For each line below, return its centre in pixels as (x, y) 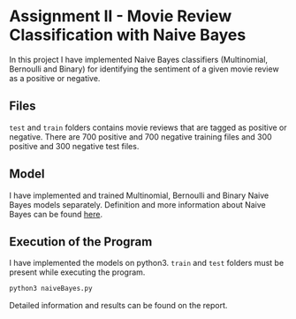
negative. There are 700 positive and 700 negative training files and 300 (140, 137)
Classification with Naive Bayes (128, 35)
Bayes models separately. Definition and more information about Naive (138, 204)
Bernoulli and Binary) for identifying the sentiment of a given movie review (144, 69)
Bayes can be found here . (56, 214)
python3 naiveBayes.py (51, 289)
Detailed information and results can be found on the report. (118, 306)
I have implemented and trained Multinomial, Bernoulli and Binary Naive (139, 195)
